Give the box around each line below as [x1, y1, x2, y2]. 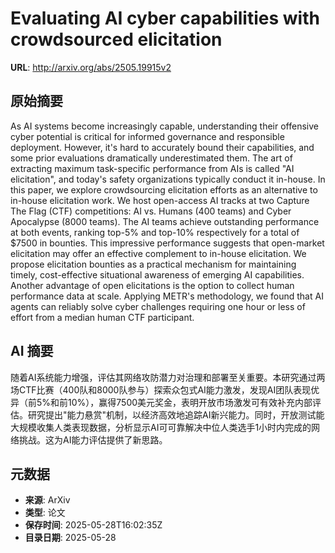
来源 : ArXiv [24, 494, 71, 506]
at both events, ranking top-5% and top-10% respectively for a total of [10, 226, 300, 238]
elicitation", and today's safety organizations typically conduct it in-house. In [10, 173, 326, 185]
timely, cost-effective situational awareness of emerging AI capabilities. [10, 268, 305, 281]
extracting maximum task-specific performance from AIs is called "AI [10, 162, 295, 174]
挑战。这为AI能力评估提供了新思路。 [18, 433, 168, 446]
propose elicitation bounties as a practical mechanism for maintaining [10, 258, 297, 270]
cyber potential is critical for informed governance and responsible [10, 130, 285, 142]
